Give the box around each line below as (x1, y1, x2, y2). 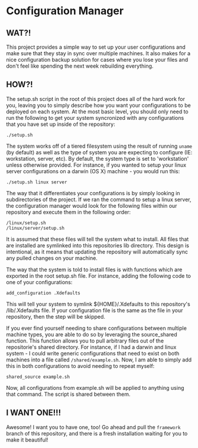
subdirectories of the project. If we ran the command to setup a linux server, (6, 196, 191, 203)
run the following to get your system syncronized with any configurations (6, 114, 184, 121)
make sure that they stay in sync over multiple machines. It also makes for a (6, 50, 191, 57)
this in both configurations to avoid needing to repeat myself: (6, 362, 155, 369)
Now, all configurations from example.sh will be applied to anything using (6, 384, 184, 391)
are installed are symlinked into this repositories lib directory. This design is (6, 242, 189, 249)
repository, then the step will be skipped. (6, 313, 105, 320)
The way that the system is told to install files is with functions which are (6, 266, 183, 273)
